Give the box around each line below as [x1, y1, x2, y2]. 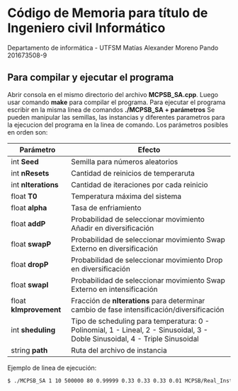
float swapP [11, 239, 52, 249]
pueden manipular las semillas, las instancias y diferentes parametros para [7, 113, 225, 121]
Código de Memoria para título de [7, 5, 208, 21]
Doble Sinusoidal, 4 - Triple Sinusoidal [70, 334, 200, 344]
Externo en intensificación [70, 284, 158, 294]
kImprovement [11, 305, 62, 314]
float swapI [11, 280, 49, 290]
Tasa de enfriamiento [70, 203, 142, 212]
